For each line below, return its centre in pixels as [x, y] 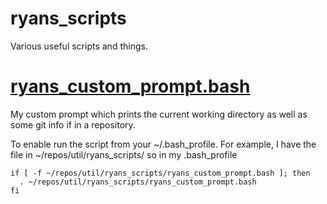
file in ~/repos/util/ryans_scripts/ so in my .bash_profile [124, 154]
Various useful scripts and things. [79, 46]
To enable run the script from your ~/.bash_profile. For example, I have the [163, 144]
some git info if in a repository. [73, 124]
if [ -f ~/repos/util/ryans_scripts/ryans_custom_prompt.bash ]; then [160, 173]
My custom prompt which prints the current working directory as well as [159, 114]
